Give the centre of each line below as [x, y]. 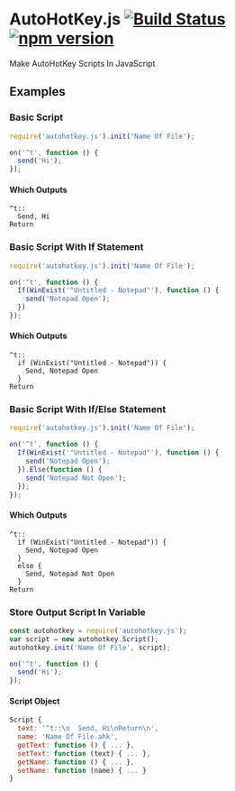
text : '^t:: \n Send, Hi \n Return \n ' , [88, 729]
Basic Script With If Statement [77, 247]
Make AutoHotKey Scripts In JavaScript [82, 63]
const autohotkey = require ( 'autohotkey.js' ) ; [98, 630]
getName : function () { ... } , [76, 762]
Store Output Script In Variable [77, 612]
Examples [37, 92]
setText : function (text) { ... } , [84, 753]
